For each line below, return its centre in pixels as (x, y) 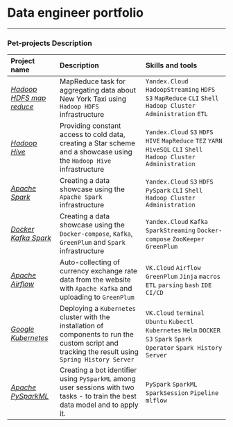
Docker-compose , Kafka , (96, 234)
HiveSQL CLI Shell (174, 150)
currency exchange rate (98, 271)
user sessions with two (97, 387)
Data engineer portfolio (76, 13)
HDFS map (28, 98)
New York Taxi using (93, 99)
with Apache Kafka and (96, 289)
